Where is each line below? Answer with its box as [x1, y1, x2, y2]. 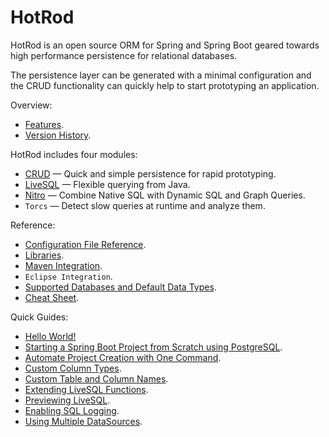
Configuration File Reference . [24, 238, 147, 250]
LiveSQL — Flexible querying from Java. [24, 178, 191, 190]
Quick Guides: [10, 311, 69, 323]
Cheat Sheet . [24, 291, 80, 303]
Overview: [10, 99, 53, 111]
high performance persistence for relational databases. [10, 49, 238, 61]
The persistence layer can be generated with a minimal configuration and [10, 69, 312, 81]
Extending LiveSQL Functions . [24, 383, 149, 395]
